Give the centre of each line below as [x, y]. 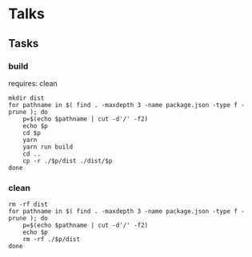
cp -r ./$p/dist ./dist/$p [68, 160]
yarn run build [48, 147]
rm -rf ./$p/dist [52, 239]
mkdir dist [26, 98]
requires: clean [33, 83]
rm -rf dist [28, 204]
